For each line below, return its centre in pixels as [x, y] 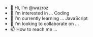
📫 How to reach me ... [34, 29]
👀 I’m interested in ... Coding [40, 13]
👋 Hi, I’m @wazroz [29, 8]
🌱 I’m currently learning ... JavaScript [49, 18]
